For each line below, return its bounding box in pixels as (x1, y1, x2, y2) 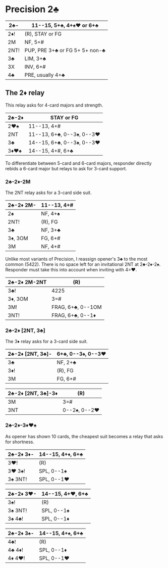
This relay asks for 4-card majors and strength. (5, 102, 103, 108)
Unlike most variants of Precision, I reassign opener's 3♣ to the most (5, 256, 148, 262)
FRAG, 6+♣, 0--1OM (51, 304, 102, 311)
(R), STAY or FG (24, 30, 62, 37)
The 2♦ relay (5, 88, 45, 97)
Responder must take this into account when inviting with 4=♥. (5, 267, 137, 273)
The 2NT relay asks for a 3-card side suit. (5, 190, 92, 196)
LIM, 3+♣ (24, 55, 46, 62)
